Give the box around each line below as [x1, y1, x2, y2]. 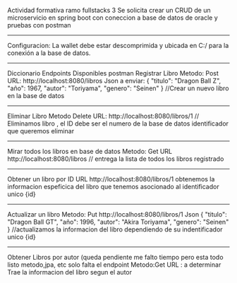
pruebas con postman [7, 21, 72, 29]
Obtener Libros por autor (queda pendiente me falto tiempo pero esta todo [7, 253, 224, 261]
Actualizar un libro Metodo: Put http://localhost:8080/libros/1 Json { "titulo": [7, 210, 227, 218]
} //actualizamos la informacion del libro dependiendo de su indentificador [7, 225, 224, 234]
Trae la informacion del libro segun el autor [7, 268, 133, 276]
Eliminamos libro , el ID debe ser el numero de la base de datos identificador [7, 119, 229, 128]
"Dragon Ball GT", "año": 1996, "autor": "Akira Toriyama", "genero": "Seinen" [7, 218, 229, 226]
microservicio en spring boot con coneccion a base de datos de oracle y [7, 13, 219, 22]
